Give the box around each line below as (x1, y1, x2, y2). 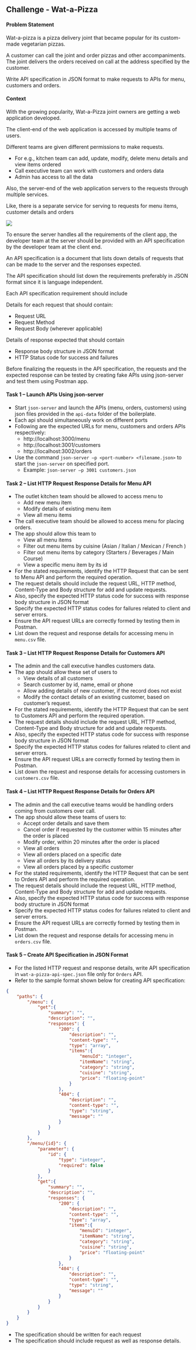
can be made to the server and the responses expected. (6, 261, 142, 268)
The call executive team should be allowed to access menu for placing (14, 518, 184, 525)
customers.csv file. (14, 775, 60, 782)
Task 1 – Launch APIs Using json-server (6, 391, 104, 398)
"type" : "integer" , (58, 1157, 106, 1162)
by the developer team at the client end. (6, 243, 102, 250)
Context (6, 95, 26, 102)
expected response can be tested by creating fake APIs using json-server (6, 371, 184, 379)
